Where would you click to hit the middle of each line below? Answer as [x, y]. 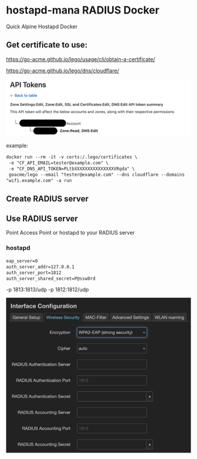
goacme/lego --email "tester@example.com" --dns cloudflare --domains [96, 175]
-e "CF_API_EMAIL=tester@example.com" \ [59, 163]
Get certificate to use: [47, 45]
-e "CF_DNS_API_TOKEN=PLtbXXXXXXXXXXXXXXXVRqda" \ [72, 169]
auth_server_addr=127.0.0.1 [40, 267]
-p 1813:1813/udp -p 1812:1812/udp [47, 289]
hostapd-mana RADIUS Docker [83, 10]
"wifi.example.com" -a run [39, 181]
